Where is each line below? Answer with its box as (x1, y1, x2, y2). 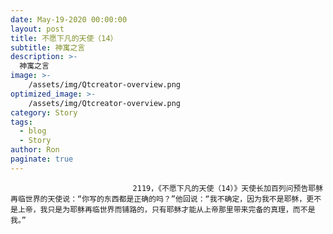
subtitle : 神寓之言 (10, 42, 86, 53)
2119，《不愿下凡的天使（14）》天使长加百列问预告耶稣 (132, 183, 324, 193)
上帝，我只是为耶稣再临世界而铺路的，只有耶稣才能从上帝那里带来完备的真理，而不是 (17, 204, 316, 215)
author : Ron (10, 145, 60, 155)
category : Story (10, 107, 78, 118)
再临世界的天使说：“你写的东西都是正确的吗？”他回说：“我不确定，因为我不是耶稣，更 (10, 194, 315, 204)
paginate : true (10, 154, 74, 164)
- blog (19, 126, 47, 136)
